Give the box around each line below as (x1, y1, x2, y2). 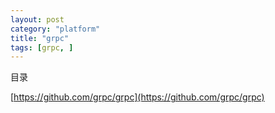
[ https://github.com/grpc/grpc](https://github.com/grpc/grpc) (10, 91, 265, 103)
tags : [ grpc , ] (10, 42, 74, 53)
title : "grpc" (10, 33, 70, 43)
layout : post (10, 14, 65, 25)
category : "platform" (10, 24, 101, 34)
